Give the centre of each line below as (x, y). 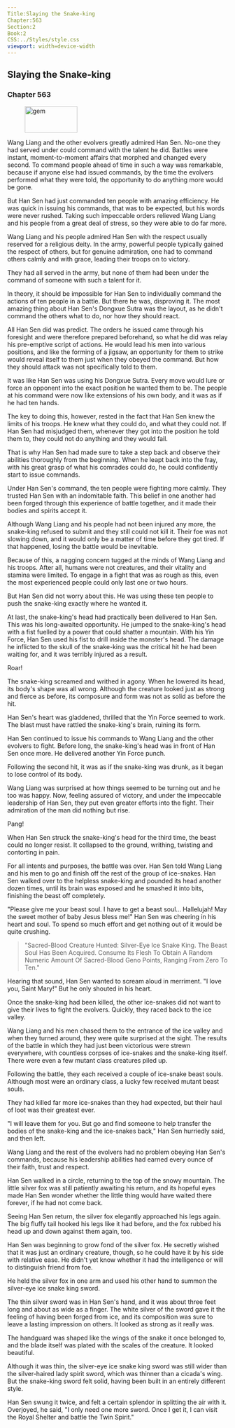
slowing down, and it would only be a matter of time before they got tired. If (116, 539)
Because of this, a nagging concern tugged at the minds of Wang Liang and (116, 560)
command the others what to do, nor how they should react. (94, 315)
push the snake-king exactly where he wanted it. (78, 603)
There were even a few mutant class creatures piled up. (87, 1060)
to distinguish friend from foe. (50, 1267)
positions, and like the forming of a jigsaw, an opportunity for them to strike (115, 352)
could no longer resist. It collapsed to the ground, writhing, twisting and (110, 845)
